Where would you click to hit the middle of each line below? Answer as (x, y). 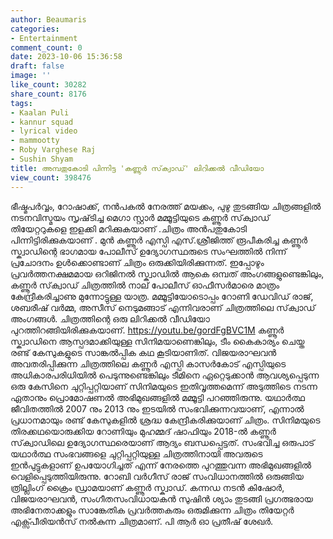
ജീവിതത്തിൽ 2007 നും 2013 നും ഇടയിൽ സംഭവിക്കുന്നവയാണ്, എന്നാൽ (157, 408)
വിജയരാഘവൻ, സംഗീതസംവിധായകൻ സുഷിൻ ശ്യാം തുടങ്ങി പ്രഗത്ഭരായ (161, 498)
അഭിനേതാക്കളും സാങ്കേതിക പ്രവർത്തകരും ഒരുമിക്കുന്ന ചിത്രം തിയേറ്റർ (152, 510)
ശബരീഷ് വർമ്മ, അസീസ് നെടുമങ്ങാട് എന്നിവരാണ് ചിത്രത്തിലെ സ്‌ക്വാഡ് (163, 307)
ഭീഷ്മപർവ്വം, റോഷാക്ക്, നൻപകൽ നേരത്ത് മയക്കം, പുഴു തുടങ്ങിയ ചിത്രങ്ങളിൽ (166, 206)
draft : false (37, 66)
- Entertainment (44, 38)
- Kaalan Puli (40, 112)
